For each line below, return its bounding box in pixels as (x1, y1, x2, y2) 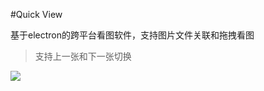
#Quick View (10, 9, 63, 20)
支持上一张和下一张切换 (34, 50, 132, 62)
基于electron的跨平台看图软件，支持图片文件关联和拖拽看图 (10, 29, 255, 41)
